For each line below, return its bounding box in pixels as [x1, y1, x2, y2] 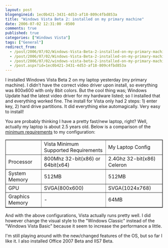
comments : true [5, 26, 37, 31]
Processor [8, 158, 32, 165]
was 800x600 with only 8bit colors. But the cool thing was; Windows [5, 87, 147, 93]
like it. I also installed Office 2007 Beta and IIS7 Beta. [5, 238, 114, 244]
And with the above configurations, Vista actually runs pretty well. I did [5, 212, 151, 218]
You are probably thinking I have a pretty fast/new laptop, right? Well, [5, 118, 147, 124]
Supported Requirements [43, 147, 103, 154]
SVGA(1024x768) [108, 184, 151, 191]
